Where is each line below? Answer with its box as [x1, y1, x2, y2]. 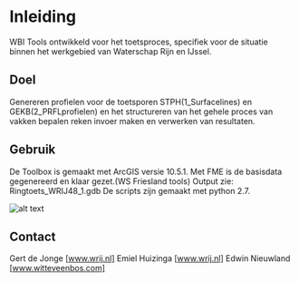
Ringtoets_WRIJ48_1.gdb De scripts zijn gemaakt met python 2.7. [9, 185, 251, 196]
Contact [9, 229, 56, 244]
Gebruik [9, 142, 56, 158]
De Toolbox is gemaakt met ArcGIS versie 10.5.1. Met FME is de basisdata [9, 166, 283, 177]
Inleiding [9, 6, 77, 27]
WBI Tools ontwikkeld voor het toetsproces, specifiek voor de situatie [9, 36, 269, 47]
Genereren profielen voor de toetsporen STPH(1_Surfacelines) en [9, 96, 252, 107]
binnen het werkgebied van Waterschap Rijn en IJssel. [9, 45, 212, 56]
